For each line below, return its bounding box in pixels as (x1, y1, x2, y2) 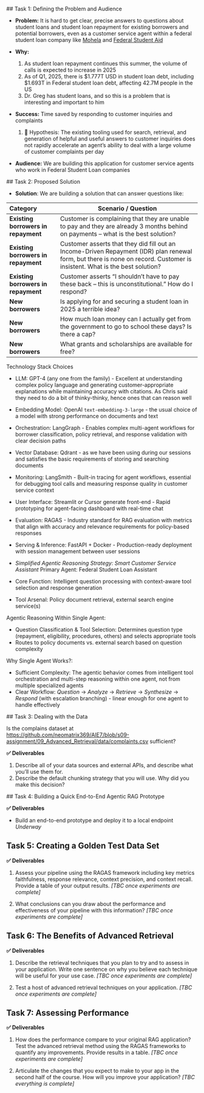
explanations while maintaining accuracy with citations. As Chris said (15, 388, 188, 395)
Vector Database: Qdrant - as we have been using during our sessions (15, 449, 191, 456)
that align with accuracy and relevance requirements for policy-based (15, 523, 189, 530)
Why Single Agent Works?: (6, 657, 73, 664)
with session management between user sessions (15, 548, 141, 555)
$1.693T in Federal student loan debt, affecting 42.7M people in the (24, 79, 193, 86)
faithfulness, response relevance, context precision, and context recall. (15, 875, 193, 883)
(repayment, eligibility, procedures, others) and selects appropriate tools (15, 632, 196, 640)
